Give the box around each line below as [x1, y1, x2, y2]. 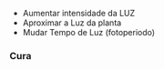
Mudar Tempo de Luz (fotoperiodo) [22, 27, 156, 37]
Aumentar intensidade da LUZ [22, 8, 136, 18]
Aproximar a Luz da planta [22, 17, 122, 28]
